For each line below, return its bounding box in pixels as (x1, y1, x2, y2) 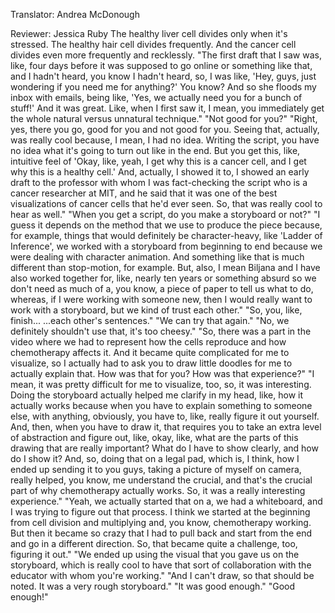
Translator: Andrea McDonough (10, 9, 140, 20)
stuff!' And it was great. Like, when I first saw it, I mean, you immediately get (10, 102, 325, 114)
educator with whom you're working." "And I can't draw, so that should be (10, 570, 315, 581)
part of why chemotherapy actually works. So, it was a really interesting (10, 485, 306, 496)
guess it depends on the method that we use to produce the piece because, (10, 219, 323, 231)
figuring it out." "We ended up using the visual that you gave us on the (10, 549, 300, 560)
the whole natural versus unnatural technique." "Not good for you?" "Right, (10, 113, 318, 124)
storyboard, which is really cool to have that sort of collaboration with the (10, 559, 312, 571)
